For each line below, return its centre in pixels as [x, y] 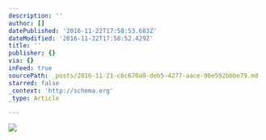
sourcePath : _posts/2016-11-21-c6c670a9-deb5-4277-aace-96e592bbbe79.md [133, 76]
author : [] [27, 23]
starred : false [34, 83]
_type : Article [34, 98]
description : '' [36, 16]
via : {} [21, 61]
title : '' [25, 46]
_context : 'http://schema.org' [61, 91]
